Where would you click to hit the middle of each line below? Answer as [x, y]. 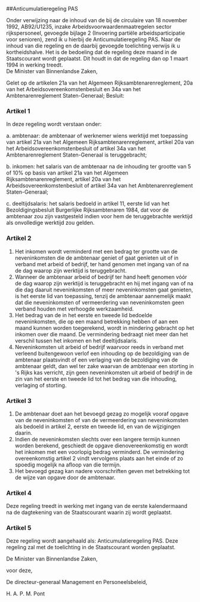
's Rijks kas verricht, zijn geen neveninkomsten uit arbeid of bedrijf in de [104, 372]
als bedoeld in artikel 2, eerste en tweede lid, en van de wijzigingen [98, 426]
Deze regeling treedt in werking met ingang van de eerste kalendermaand [97, 506]
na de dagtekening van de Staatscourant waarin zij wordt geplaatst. [89, 513]
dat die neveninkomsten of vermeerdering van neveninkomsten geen [99, 302]
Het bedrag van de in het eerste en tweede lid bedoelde [84, 315]
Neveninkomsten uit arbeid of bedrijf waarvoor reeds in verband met [99, 347]
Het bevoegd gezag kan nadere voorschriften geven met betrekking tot [102, 471]
